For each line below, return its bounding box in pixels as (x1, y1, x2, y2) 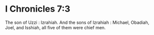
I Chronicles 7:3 (5, 3, 70, 15)
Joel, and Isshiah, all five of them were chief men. (5, 24, 106, 30)
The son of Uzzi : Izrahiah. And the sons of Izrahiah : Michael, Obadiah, (5, 19, 150, 25)
